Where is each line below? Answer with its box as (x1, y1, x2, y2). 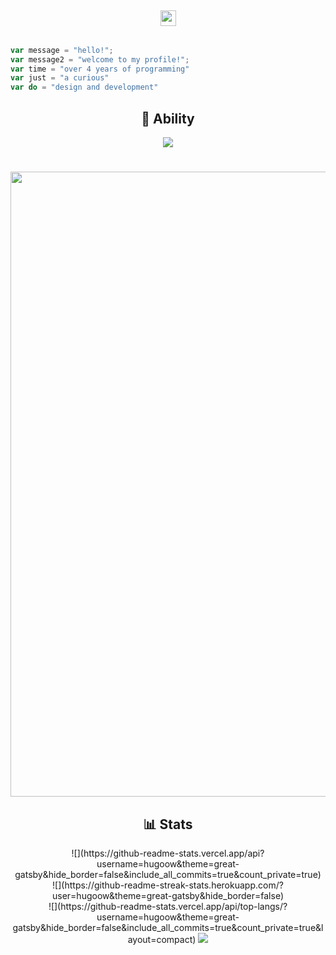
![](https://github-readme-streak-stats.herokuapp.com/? (52, 879, 284, 891)
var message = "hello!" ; (10, 45, 114, 55)
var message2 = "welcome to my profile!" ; (10, 54, 190, 65)
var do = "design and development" (10, 82, 159, 93)
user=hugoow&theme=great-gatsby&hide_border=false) (52, 890, 284, 901)
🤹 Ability (141, 110, 195, 127)
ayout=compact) (127, 934, 197, 945)
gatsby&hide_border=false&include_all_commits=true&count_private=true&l (12, 922, 324, 933)
